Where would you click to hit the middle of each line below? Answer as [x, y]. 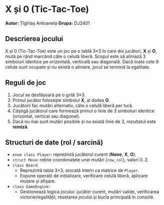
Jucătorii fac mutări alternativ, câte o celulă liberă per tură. [73, 105]
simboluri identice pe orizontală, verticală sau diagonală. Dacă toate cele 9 [82, 62]
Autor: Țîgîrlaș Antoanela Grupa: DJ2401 [47, 23]
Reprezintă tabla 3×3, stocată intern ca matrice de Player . [79, 170]
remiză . [20, 127]
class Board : [25, 165]
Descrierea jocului [34, 39]
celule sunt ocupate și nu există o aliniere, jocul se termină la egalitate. [78, 67]
